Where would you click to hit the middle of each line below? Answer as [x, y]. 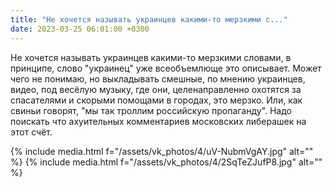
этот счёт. [31, 132]
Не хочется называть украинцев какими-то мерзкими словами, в [151, 57]
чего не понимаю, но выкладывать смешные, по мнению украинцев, [158, 78]
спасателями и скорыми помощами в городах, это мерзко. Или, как [156, 100]
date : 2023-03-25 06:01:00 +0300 [80, 29]
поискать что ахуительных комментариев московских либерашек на [158, 121]
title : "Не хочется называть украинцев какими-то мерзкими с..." [149, 19]
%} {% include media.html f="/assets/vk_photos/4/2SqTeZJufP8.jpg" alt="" [166, 162]
